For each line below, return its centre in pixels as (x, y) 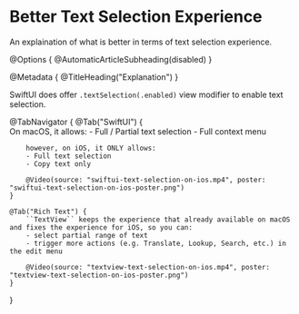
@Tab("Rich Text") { (49, 211)
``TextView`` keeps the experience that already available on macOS (158, 220)
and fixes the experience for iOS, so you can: (101, 227)
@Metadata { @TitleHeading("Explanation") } (94, 77)
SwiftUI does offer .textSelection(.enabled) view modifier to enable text (146, 94)
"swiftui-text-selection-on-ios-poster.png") (97, 188)
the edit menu (36, 251)
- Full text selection (69, 156)
